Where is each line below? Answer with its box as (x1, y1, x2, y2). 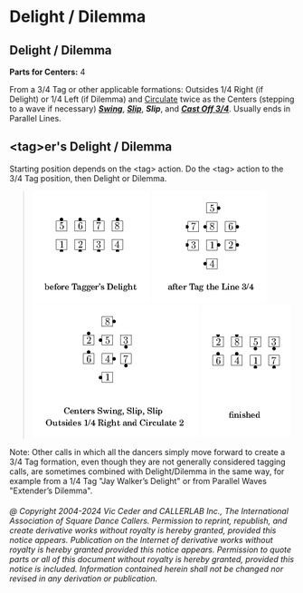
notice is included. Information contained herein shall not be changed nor (9, 564, 284, 575)
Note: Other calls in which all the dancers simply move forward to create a (9, 446, 286, 457)
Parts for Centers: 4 (9, 66, 86, 77)
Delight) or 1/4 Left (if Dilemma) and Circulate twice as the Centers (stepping (9, 93, 295, 104)
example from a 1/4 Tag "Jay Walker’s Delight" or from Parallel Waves (9, 475, 267, 486)
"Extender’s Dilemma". (9, 485, 93, 496)
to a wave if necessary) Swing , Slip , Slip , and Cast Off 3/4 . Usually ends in (9, 103, 291, 114)
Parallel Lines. (9, 113, 62, 123)
